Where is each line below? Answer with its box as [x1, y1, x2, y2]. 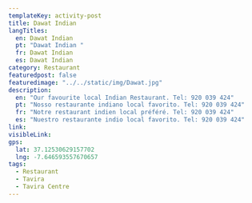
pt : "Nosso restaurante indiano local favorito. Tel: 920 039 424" [15, 101, 246, 109]
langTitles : [8, 26, 48, 34]
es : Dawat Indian [15, 57, 74, 65]
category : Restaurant [8, 64, 81, 72]
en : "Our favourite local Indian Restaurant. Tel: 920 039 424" [15, 94, 234, 101]
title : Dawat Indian [8, 19, 78, 27]
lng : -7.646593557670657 [15, 153, 98, 161]
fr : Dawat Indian [15, 49, 74, 57]
